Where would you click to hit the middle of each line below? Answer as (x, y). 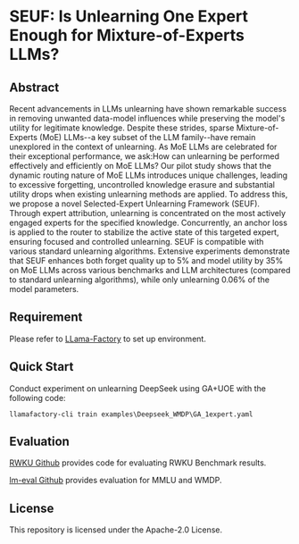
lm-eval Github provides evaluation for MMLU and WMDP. (116, 481)
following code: (37, 398)
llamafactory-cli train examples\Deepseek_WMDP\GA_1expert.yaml (131, 414)
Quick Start (42, 367)
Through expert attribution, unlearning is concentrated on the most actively (148, 213)
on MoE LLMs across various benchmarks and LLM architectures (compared (150, 270)
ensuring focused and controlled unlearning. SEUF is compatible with (137, 242)
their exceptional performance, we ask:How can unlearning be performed (144, 156)
